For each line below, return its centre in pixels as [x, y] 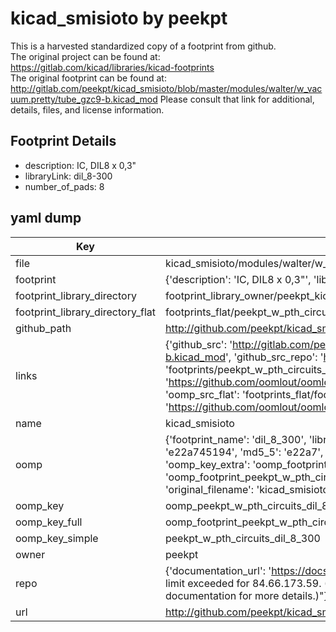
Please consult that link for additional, [237, 99]
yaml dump [46, 218]
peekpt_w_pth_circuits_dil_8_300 [242, 538]
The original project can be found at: [85, 56]
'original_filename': [209, 489]
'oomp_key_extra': [207, 464]
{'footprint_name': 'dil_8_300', [235, 439]
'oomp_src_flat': [202, 394]
